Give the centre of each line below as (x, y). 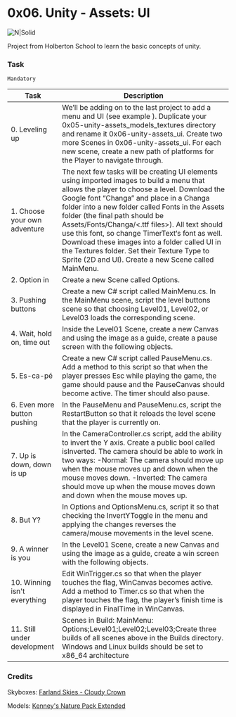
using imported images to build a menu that (133, 181)
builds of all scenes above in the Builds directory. (143, 638)
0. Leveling (29, 129)
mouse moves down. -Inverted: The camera (135, 478)
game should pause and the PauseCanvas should (143, 385)
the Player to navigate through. (113, 160)
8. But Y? (26, 520)
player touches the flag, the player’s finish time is (143, 600)
